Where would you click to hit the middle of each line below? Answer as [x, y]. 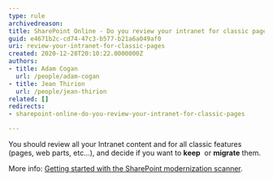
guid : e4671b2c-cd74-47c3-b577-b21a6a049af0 [85, 39]
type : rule [27, 16]
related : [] [28, 99]
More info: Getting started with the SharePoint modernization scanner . [126, 168]
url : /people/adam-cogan [58, 76]
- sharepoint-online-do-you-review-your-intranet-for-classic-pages [127, 114]
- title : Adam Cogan [43, 69]
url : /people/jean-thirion [61, 91]
